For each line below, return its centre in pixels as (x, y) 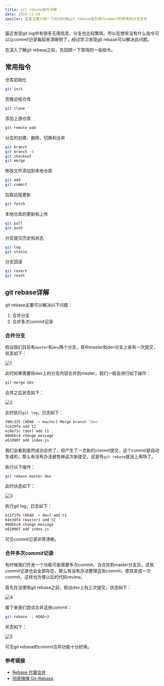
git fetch (15, 204)
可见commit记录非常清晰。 (32, 539)
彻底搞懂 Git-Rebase (33, 679)
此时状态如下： (20, 486)
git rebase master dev (28, 476)
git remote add (21, 128)
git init (14, 89)
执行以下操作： (20, 467)
